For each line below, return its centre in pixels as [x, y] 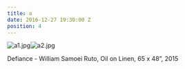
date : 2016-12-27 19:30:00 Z [49, 20]
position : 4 [24, 26]
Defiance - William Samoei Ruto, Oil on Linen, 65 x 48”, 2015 [93, 59]
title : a [20, 13]
